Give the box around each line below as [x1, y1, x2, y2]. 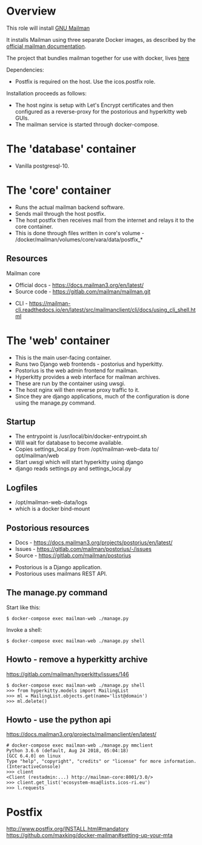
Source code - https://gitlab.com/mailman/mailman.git [15, 287, 150, 295]
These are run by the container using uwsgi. [15, 380, 126, 387]
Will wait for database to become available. [15, 439, 123, 446]
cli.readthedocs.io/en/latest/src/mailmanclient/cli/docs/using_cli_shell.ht [15, 306, 196, 313]
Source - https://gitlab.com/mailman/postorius [15, 552, 132, 559]
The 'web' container [6, 334, 110, 347]
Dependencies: [6, 66, 44, 74]
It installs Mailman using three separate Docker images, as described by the [6, 36, 196, 43]
